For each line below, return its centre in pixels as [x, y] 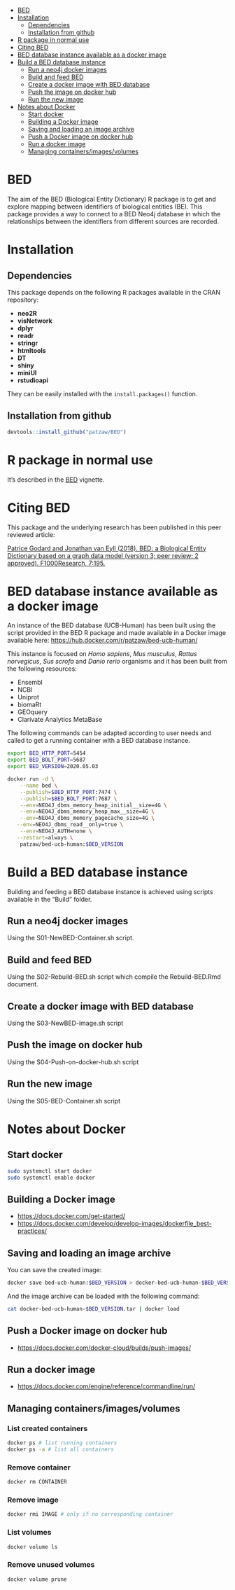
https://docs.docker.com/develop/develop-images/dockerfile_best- [114, 1224]
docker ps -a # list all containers [60, 1449]
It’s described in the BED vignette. [56, 480]
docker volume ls [33, 1547]
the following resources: [42, 669]
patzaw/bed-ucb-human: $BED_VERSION [72, 844]
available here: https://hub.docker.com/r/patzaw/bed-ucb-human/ [102, 641]
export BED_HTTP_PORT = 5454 [47, 753]
